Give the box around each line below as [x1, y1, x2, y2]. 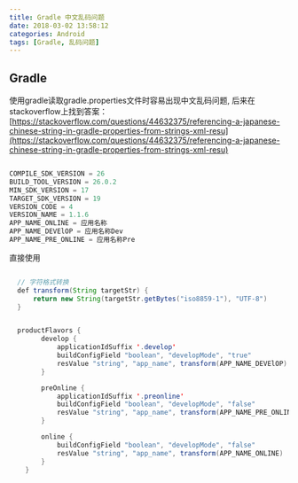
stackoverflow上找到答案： [9, 106, 108, 117]
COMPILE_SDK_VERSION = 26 [9, 169, 105, 178]
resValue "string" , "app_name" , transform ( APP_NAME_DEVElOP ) [56, 359, 288, 368]
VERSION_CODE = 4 [9, 202, 74, 211]
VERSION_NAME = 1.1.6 [9, 210, 90, 220]
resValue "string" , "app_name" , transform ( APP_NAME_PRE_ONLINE [56, 409, 295, 417]
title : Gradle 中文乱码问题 [9, 12, 105, 22]
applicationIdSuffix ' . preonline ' [56, 392, 184, 401]
